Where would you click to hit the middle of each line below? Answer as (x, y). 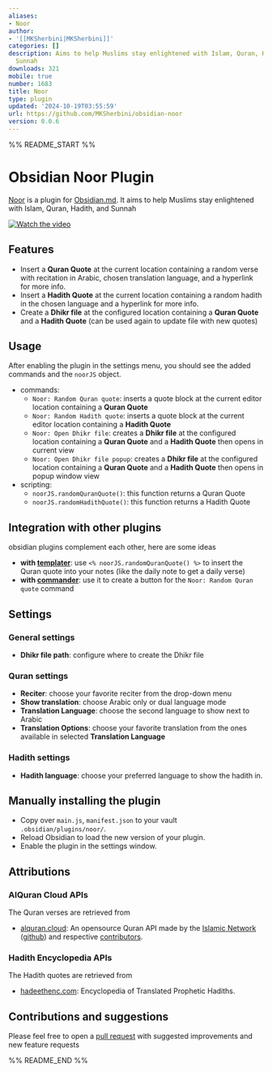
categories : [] (34, 46)
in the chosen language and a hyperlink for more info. (110, 303)
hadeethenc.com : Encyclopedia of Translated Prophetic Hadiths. (127, 991)
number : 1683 (30, 84)
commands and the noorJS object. (65, 375)
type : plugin (30, 99)
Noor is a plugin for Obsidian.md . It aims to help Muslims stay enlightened (132, 199)
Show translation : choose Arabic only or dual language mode (123, 702)
